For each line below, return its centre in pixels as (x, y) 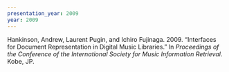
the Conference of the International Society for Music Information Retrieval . (115, 54)
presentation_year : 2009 (43, 13)
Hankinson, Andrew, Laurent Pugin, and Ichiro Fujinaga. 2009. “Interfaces (112, 39)
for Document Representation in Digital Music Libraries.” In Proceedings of (113, 47)
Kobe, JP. (21, 61)
